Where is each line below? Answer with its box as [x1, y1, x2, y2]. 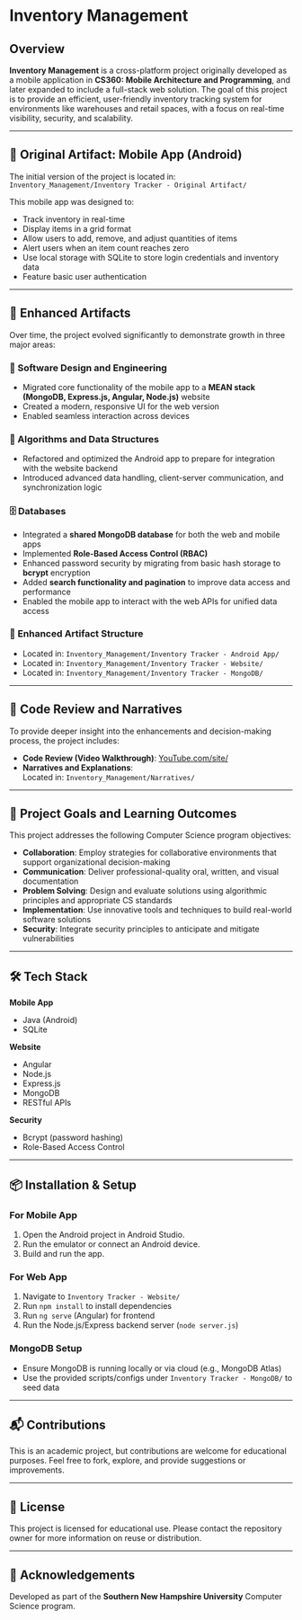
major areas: [9, 339, 56, 350]
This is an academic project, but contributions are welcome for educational [9, 1446, 288, 1456]
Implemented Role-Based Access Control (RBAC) [22, 547, 209, 558]
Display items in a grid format [22, 223, 132, 234]
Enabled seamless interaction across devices [22, 410, 191, 421]
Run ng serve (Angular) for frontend [22, 1310, 155, 1322]
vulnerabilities [22, 933, 75, 944]
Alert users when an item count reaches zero [22, 242, 190, 253]
